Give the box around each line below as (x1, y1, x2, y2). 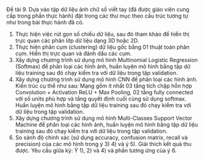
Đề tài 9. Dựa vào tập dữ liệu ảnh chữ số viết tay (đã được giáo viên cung (6, 6, 189, 13)
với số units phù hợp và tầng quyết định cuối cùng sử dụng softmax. (15, 95, 187, 102)
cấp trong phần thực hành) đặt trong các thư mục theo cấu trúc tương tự (6, 12, 188, 19)
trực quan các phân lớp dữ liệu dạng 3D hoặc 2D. (15, 37, 139, 44)
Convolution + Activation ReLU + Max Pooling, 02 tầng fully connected (15, 89, 194, 96)
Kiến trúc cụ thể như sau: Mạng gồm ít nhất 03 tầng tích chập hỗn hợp (15, 82, 192, 89)
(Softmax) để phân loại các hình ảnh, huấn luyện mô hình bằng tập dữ (15, 63, 191, 70)
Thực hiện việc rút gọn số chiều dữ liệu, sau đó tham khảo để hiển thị (15, 30, 189, 38)
